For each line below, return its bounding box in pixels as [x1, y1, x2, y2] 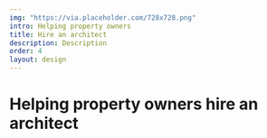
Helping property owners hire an [9, 94, 259, 115]
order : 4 [9, 47, 43, 56]
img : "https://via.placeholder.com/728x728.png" [9, 13, 196, 23]
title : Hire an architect [9, 30, 107, 39]
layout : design [9, 55, 67, 64]
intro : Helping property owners [9, 22, 131, 31]
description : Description [9, 38, 107, 48]
